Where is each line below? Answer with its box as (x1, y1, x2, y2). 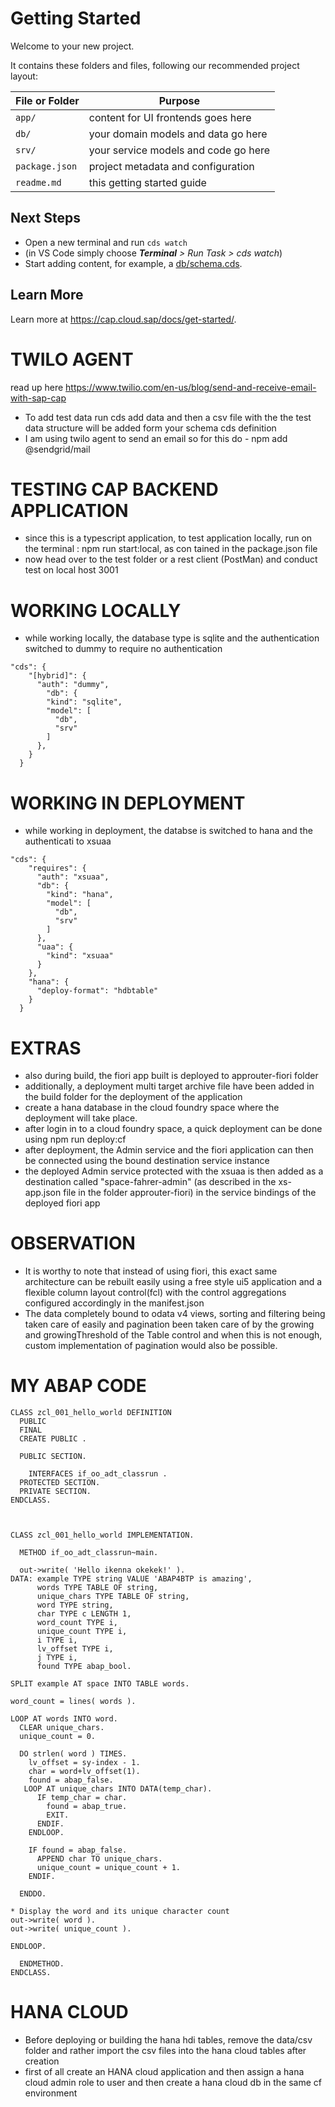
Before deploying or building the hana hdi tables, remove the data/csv (24, 2034, 313, 2046)
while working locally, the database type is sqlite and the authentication (24, 632, 320, 644)
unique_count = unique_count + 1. (36, 1863, 182, 1873)
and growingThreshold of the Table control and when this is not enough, (24, 1329, 323, 1341)
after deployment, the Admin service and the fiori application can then (24, 1144, 314, 1156)
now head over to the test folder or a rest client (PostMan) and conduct (24, 553, 318, 566)
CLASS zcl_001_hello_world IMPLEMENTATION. (10, 1530, 195, 1541)
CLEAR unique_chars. (19, 1723, 105, 1733)
